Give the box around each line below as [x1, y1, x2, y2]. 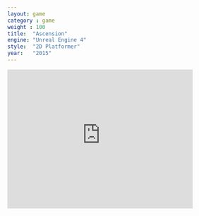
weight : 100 [7, 23, 46, 30]
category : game [7, 17, 55, 24]
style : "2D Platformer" [7, 43, 80, 50]
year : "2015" [7, 50, 52, 57]
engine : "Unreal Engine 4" [7, 37, 87, 44]
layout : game [7, 10, 46, 18]
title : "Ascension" [7, 30, 68, 37]
